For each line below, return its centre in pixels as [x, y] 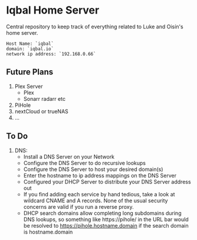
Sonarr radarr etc [45, 98]
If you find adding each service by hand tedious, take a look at [99, 194]
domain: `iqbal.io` [30, 49]
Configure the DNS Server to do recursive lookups [85, 163]
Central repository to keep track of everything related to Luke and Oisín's [95, 27]
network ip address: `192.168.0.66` [51, 54]
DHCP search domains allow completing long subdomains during [102, 213]
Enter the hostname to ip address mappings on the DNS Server [100, 175]
